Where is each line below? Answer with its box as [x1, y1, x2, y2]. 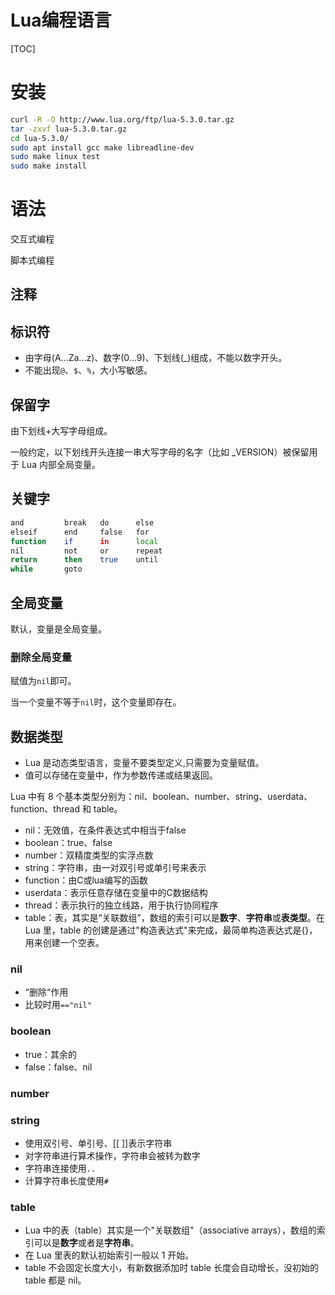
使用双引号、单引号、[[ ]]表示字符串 [24, 1137, 173, 1149]
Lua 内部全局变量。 [21, 459, 101, 471]
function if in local [10, 536, 159, 546]
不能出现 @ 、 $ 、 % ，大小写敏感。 [24, 364, 153, 376]
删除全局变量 [10, 650, 73, 664]
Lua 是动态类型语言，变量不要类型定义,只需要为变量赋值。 [24, 757, 265, 769]
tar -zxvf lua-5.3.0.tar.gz [10, 124, 128, 134]
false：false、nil [24, 1061, 93, 1073]
